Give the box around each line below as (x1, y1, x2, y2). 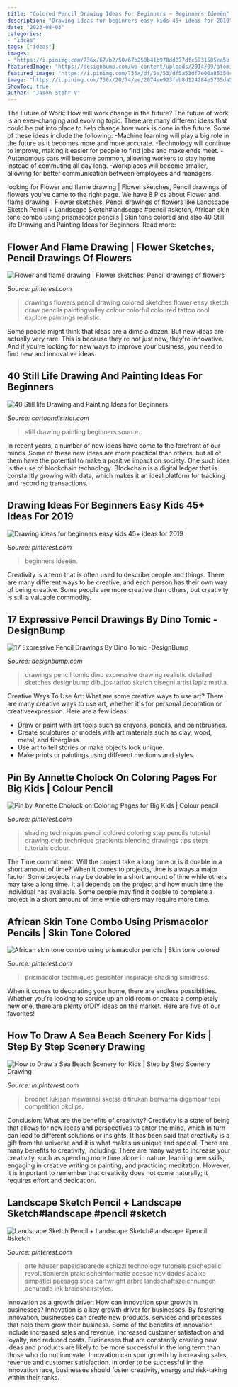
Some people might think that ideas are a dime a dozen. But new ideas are (7, 327, 225, 335)
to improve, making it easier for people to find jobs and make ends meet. (7, 147, 220, 155)
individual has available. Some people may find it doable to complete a (7, 888, 213, 896)
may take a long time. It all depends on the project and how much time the (7, 880, 224, 889)
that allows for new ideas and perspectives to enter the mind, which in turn (7, 1123, 226, 1132)
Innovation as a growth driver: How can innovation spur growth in (7, 1298, 198, 1306)
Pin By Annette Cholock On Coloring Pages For (7, 771, 217, 783)
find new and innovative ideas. (7, 349, 97, 358)
